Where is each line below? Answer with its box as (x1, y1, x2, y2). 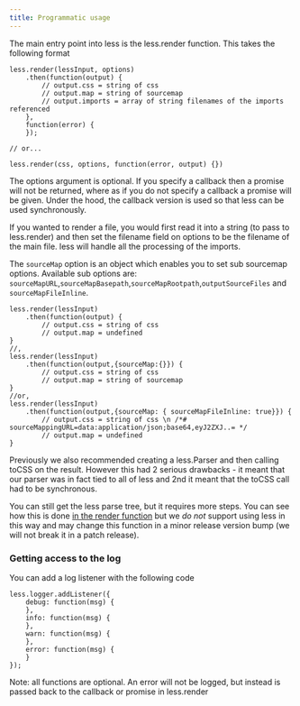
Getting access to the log (9, 552, 122, 564)
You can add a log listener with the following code (9, 572, 195, 582)
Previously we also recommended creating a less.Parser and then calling (9, 454, 279, 465)
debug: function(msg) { (25, 597, 115, 607)
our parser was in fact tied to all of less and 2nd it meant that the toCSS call (9, 473, 290, 484)
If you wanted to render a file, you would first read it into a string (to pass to (9, 222, 290, 233)
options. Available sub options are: (9, 268, 138, 279)
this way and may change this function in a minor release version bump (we (9, 519, 290, 530)
